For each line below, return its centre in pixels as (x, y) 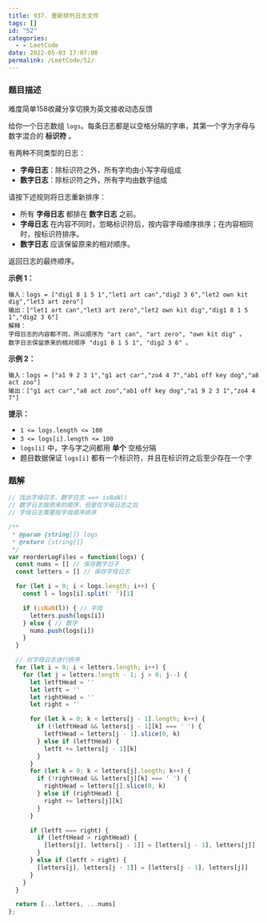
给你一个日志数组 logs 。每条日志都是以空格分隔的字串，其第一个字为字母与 (132, 126)
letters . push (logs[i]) (67, 615)
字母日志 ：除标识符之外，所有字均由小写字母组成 (100, 170)
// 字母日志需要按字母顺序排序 (53, 513)
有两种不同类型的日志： (47, 153)
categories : (28, 38)
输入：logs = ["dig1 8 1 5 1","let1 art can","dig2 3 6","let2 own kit (128, 295)
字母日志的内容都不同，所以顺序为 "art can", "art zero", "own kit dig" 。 (127, 335)
